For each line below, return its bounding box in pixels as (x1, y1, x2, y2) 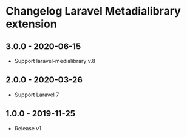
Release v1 (14, 124, 42, 132)
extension (5, 17, 57, 31)
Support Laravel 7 (14, 91, 59, 98)
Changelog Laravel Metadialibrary (5, 4, 182, 18)
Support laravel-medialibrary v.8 (14, 58, 96, 64)
